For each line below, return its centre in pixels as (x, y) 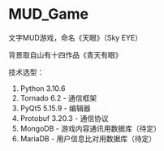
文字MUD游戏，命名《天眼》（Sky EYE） (75, 37)
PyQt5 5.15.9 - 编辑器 (55, 108)
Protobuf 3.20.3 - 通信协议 (64, 118)
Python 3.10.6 (43, 88)
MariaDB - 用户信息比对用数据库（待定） (88, 138)
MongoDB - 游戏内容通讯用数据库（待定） (90, 128)
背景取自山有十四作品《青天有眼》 (65, 54)
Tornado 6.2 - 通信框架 (58, 97)
